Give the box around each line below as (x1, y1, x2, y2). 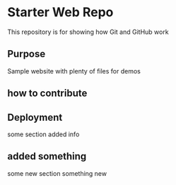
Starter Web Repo (7, 4, 114, 20)
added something (7, 150, 87, 162)
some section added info (7, 130, 80, 138)
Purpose (7, 48, 46, 60)
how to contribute (7, 88, 88, 100)
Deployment (7, 111, 63, 124)
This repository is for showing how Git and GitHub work (7, 28, 169, 36)
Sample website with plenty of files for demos (7, 66, 141, 75)
